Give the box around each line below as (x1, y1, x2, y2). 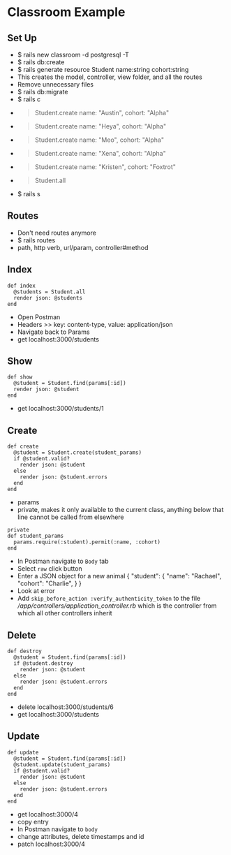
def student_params (7, 532, 64, 540)
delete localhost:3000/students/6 (17, 703, 114, 711)
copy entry (17, 817, 49, 826)
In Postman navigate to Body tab (17, 557, 109, 566)
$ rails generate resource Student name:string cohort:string (17, 66, 189, 73)
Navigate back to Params (17, 328, 90, 336)
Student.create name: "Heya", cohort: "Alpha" (34, 122, 166, 130)
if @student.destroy (13, 660, 73, 667)
